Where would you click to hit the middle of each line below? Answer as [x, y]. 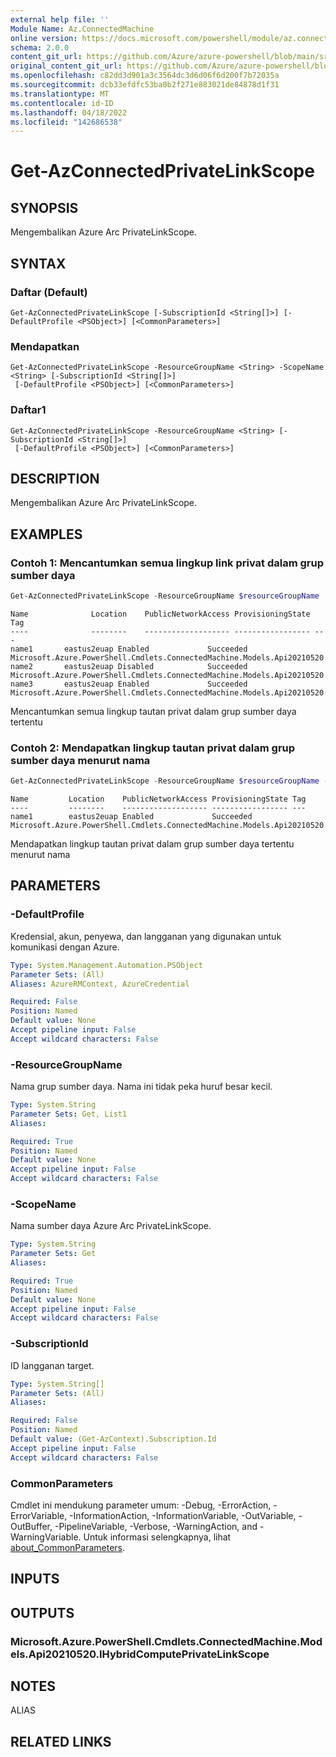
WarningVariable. [46, 1537]
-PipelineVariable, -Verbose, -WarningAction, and [156, 1526]
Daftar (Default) [49, 292]
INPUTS [35, 1579]
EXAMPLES [46, 534]
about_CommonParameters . [68, 1547]
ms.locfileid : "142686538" [66, 122]
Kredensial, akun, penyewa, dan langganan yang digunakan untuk [146, 936]
